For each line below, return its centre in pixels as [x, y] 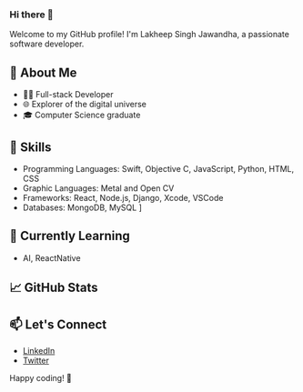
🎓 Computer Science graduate [81, 115]
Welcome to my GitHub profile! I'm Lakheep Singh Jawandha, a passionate [149, 35]
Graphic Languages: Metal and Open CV [98, 188]
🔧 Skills [30, 147]
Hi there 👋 [32, 15]
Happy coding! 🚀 [41, 377]
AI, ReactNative [51, 257]
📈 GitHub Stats [54, 288]
